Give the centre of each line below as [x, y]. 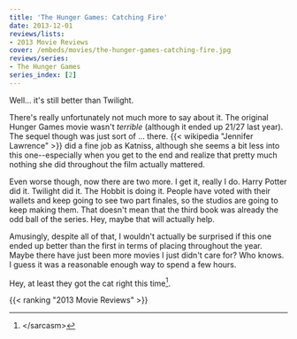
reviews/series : [39, 58]
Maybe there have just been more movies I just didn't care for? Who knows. [147, 255]
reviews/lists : [37, 34]
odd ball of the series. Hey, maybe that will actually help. [112, 219]
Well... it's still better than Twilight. [72, 100]
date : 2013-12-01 [41, 26]
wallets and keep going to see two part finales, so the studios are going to [144, 200]
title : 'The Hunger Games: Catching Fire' [88, 17]
